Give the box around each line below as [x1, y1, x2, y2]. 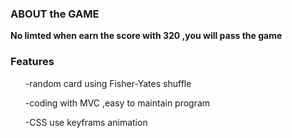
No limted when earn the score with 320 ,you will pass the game [10, 30, 283, 42]
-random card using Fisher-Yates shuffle [24, 77, 192, 89]
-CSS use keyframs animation [24, 116, 148, 128]
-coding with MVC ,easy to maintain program [24, 97, 211, 109]
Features [10, 55, 55, 69]
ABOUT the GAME [10, 7, 100, 21]
